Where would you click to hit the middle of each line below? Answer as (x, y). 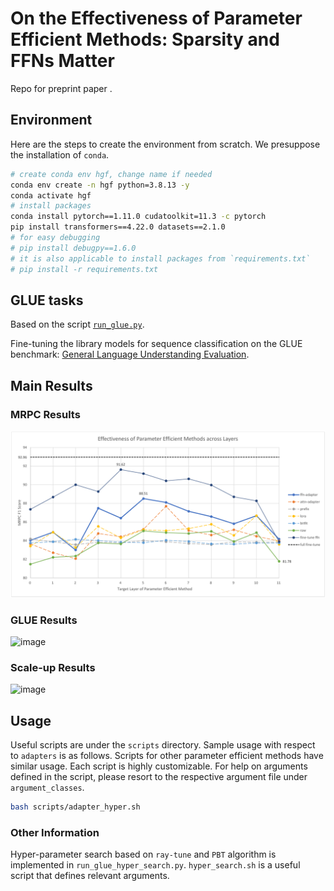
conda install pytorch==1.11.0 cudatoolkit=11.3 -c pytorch (138, 217)
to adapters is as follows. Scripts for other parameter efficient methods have (167, 756)
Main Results (51, 385)
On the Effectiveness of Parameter (156, 18)
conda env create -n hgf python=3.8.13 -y (100, 185)
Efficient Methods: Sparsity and (145, 39)
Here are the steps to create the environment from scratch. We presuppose (165, 144)
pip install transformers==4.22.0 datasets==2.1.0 (118, 227)
